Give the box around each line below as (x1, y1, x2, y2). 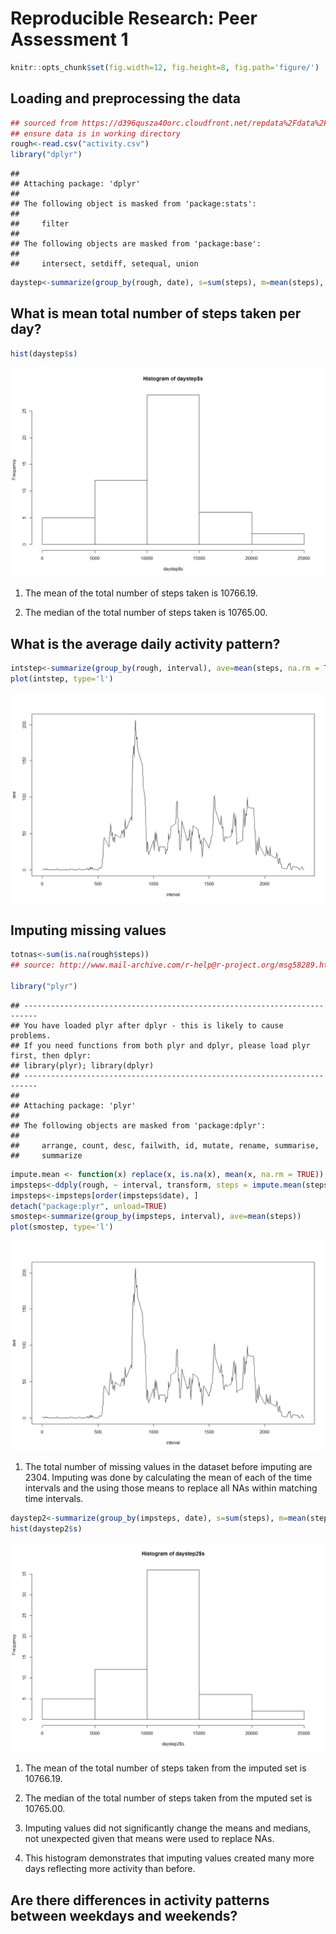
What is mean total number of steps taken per (10, 305, 302, 322)
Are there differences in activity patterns (10, 1892, 270, 1909)
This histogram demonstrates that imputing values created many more (24, 1852, 315, 1864)
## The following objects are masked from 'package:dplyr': (10, 1120, 267, 1131)
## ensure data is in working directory (10, 128, 182, 139)
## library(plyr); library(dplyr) (10, 1060, 155, 1071)
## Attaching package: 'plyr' (10, 1100, 137, 1111)
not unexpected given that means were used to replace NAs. (24, 1833, 275, 1845)
